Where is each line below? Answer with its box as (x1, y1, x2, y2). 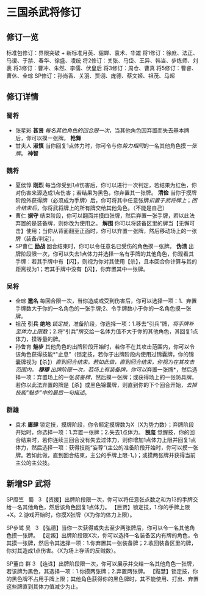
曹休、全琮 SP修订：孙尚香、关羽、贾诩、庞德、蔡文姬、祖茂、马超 (6, 72, 175, 79)
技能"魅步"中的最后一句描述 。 (15, 389, 90, 396)
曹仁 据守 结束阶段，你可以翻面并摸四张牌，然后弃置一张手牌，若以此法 (15, 212, 195, 219)
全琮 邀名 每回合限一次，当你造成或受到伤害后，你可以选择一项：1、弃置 (15, 297, 197, 304)
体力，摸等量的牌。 (15, 336, 64, 343)
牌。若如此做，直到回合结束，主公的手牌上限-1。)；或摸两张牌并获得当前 (15, 451, 196, 458)
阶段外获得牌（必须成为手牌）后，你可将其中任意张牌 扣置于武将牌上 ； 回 (15, 196, 197, 204)
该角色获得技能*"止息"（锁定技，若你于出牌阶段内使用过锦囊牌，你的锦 (15, 351, 194, 358)
